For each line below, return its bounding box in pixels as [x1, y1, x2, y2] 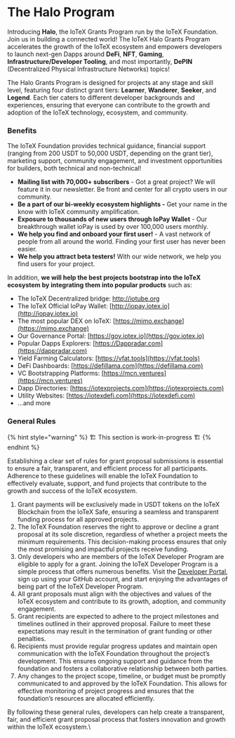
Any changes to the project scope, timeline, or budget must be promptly [17, 671, 226, 680]
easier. [17, 245, 37, 253]
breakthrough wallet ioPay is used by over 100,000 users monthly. [17, 223, 208, 231]
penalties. [17, 634, 46, 643]
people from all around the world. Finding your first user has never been [17, 237, 226, 246]
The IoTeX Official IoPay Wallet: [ [17, 302, 112, 310]
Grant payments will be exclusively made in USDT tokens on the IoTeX [17, 500, 220, 508]
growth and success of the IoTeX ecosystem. [7, 486, 138, 495]
